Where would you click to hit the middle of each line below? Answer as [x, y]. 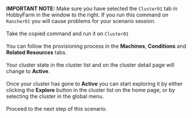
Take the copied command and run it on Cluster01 [68, 34]
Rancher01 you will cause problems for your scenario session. [81, 21]
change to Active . [28, 71]
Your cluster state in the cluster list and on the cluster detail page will [90, 65]
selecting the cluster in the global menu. [55, 96]
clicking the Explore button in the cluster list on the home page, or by [91, 90]
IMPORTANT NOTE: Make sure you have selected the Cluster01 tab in [92, 9]
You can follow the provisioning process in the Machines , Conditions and [96, 46]
